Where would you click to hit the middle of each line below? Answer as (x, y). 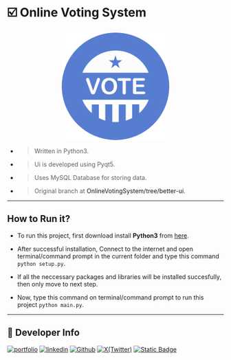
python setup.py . (41, 263)
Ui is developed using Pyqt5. (75, 164)
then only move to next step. (57, 284)
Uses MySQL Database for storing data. (90, 177)
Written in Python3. (62, 150)
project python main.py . (51, 304)
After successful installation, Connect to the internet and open (105, 249)
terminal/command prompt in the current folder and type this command (118, 256)
